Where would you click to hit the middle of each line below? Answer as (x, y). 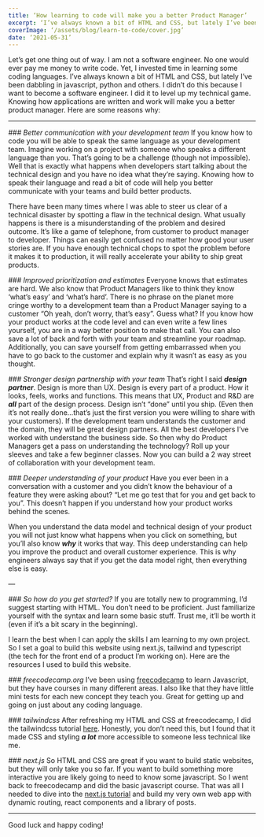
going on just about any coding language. (75, 705)
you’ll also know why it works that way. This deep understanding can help (128, 543)
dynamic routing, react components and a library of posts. (102, 802)
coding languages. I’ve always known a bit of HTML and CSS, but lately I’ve (130, 76)
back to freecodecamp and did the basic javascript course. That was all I (126, 786)
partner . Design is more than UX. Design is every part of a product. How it (128, 387)
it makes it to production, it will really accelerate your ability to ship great (126, 257)
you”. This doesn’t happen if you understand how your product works (121, 503)
